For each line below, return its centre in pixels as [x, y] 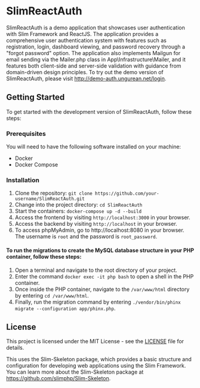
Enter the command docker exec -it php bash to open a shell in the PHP [104, 276]
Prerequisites [26, 134]
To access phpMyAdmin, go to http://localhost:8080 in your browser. [99, 230]
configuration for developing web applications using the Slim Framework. [96, 366]
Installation [23, 180]
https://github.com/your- [127, 194]
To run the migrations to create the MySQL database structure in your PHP [100, 250]
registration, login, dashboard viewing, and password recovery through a [96, 47]
